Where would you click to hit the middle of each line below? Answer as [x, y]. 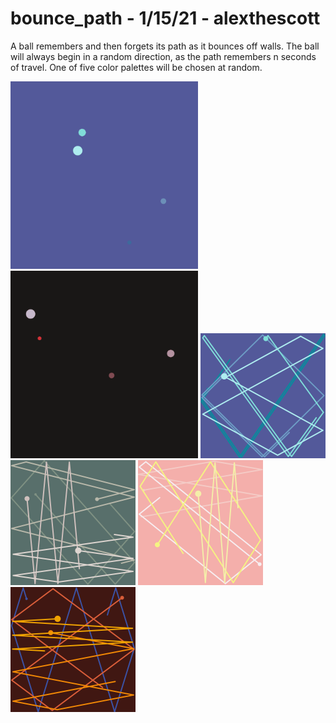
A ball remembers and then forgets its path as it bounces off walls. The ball [165, 46]
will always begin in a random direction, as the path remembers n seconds [163, 56]
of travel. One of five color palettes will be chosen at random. [136, 67]
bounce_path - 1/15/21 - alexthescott [165, 18]
